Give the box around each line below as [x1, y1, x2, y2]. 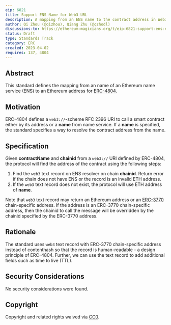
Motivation [5, 102, 41, 111]
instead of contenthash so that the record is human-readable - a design [5, 247, 155, 253]
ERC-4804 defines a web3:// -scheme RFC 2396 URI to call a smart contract [5, 116, 165, 122]
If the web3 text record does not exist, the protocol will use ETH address [12, 181, 162, 187]
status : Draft [5, 31, 36, 36]
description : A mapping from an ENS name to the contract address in [5, 17, 156, 22]
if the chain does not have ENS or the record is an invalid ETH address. [12, 176, 161, 182]
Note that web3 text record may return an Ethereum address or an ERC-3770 [5, 197, 164, 203]
